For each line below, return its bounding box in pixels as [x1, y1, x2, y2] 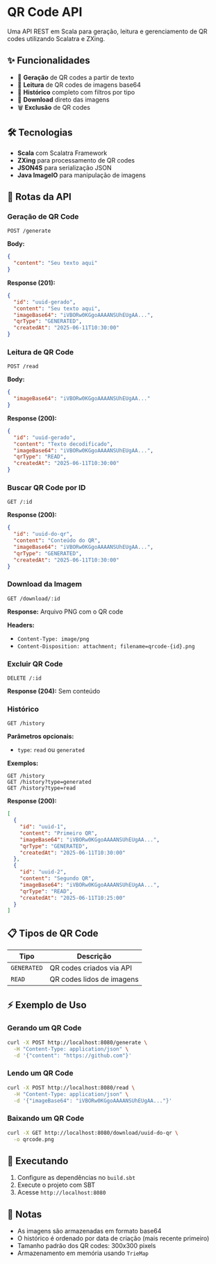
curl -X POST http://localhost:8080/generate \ [7, 1039, 148, 1046]
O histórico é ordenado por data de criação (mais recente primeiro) [17, 1234, 210, 1242]
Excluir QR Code [7, 659, 63, 668]
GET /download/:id [7, 595, 60, 602]
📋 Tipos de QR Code [7, 927, 99, 939]
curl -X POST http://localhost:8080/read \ [7, 1084, 135, 1091]
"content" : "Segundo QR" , [19, 875, 95, 883]
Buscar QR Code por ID [7, 482, 86, 492]
